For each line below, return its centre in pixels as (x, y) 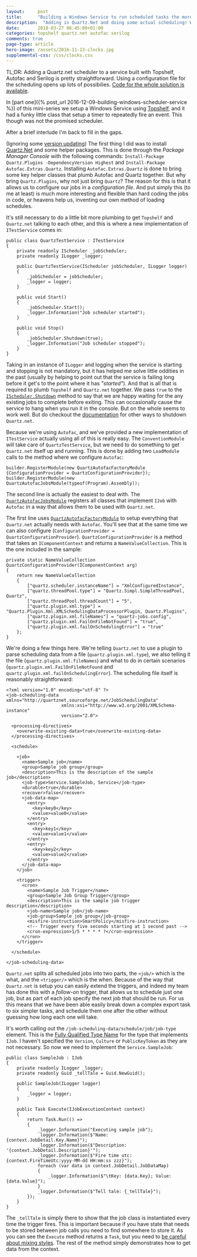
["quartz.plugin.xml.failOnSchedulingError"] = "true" (96, 627)
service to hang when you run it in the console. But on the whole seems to (96, 408)
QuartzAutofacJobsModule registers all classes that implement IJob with (91, 500)
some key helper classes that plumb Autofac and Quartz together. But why (96, 174)
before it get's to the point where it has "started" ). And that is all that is (91, 383)
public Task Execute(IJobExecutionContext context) (81, 1109)
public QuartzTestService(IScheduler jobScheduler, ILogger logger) (102, 266)
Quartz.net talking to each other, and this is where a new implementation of (97, 223)
